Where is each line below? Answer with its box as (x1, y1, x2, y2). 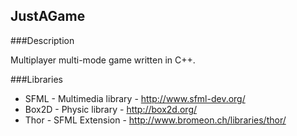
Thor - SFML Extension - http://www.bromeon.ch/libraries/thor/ (24, 114, 287, 126)
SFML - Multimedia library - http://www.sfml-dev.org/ (24, 92, 246, 104)
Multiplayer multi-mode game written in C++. (10, 54, 196, 66)
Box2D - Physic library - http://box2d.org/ (24, 103, 198, 115)
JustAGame (10, 8, 86, 25)
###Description (10, 34, 75, 46)
